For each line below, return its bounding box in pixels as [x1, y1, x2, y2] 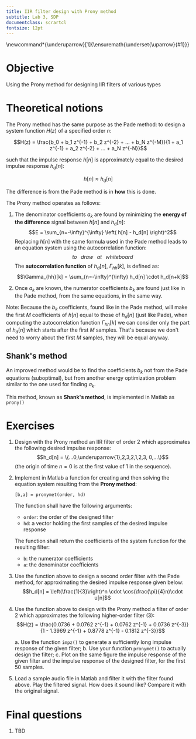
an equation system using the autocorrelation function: [14, 244, 147, 251]
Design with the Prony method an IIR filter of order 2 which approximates [14, 438, 191, 446]
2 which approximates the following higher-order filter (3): [14, 612, 155, 619]
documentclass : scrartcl [6, 19, 67, 25]
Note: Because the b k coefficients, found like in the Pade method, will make [6, 303, 188, 312]
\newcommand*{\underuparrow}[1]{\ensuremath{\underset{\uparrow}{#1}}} [6, 41, 190, 48]
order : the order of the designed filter [23, 514, 114, 521]
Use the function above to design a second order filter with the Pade [14, 573, 180, 580]
